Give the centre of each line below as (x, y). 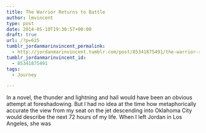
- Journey (24, 75)
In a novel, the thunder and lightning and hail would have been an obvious (100, 97)
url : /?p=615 (23, 40)
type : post (20, 23)
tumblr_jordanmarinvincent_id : (46, 58)
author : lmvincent (30, 18)
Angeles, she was (29, 124)
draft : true (21, 35)
